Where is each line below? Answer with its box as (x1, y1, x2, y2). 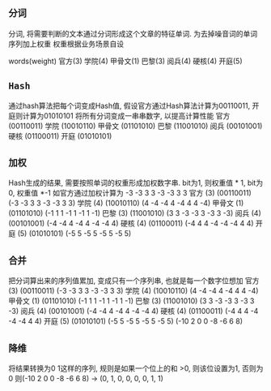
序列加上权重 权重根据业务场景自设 (8, 39, 124, 49)
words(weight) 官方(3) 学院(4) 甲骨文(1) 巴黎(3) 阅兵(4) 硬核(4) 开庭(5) (8, 56, 243, 66)
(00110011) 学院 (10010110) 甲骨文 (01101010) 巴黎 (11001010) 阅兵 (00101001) (8, 121, 263, 131)
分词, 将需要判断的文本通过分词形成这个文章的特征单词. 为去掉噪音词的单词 (8, 28, 257, 38)
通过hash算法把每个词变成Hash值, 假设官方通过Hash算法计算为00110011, (8, 101, 251, 110)
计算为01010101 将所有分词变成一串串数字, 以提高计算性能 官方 (22, 110, 231, 120)
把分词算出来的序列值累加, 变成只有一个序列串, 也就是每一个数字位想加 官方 (8, 276, 260, 286)
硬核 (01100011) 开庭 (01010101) (8, 131, 112, 140)
